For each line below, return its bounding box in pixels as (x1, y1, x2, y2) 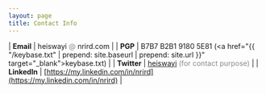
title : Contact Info (8, 19, 78, 27)
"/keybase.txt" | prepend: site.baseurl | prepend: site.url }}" (8, 50, 206, 59)
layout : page (8, 11, 52, 20)
